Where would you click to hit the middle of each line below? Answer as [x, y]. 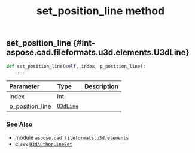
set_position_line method [100, 11]
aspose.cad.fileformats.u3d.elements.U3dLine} [98, 52]
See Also [19, 124]
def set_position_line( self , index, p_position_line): [76, 66]
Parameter [25, 86]
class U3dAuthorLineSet [44, 144]
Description [101, 86]
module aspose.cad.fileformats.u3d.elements [72, 137]
